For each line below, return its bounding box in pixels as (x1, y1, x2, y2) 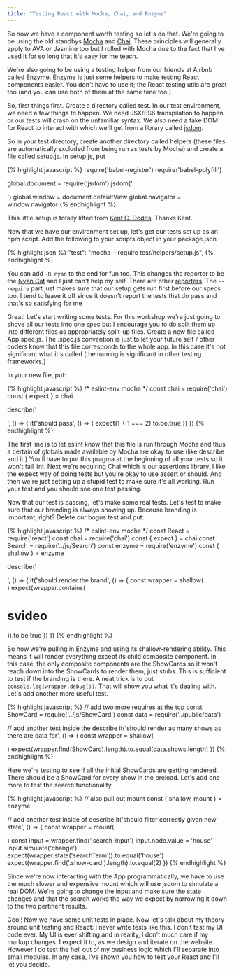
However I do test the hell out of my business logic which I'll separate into (7, 945, 220, 953)
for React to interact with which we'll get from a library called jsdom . (7, 123, 204, 132)
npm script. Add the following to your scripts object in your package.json (7, 234, 217, 243)
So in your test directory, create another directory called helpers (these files (7, 137, 226, 146)
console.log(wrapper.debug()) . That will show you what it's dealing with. (7, 682, 217, 690)
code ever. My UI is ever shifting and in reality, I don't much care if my (7, 930, 209, 939)
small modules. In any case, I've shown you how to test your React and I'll (7, 953, 219, 961)
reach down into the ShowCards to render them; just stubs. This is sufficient (7, 666, 226, 675)
